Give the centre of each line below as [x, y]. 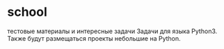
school [27, 12]
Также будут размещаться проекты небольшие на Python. [94, 38]
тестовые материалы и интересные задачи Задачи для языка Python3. [112, 31]
